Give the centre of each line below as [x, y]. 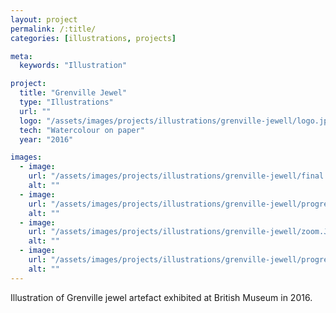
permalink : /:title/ [53, 29]
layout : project [44, 19]
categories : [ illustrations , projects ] [93, 38]
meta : [21, 56]
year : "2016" [46, 139]
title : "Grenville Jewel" [73, 93]
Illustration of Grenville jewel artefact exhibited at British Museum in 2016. [161, 297]
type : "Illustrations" [66, 102]
